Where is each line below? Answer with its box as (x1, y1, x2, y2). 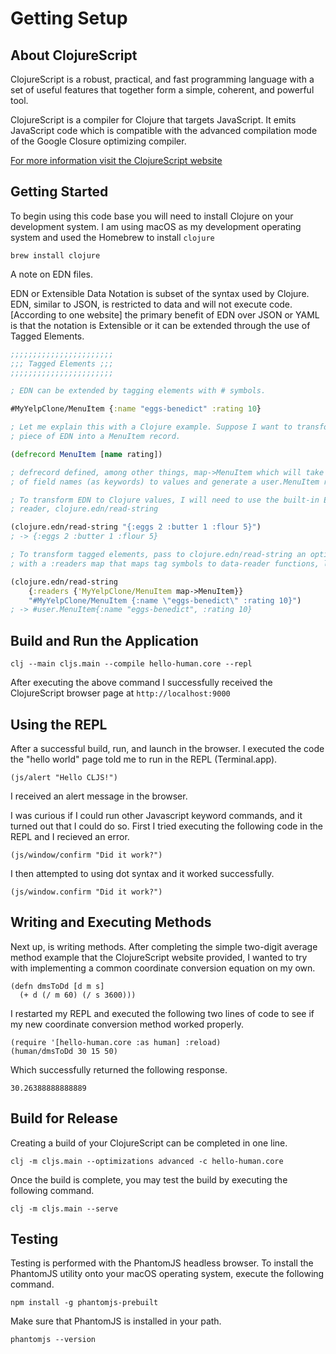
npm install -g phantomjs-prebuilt (10, 1298, 159, 1308)
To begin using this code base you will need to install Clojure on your (10, 210, 294, 222)
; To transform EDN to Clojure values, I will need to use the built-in (10, 495, 320, 505)
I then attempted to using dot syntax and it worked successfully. (10, 867, 275, 879)
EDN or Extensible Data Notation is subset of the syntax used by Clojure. (10, 287, 310, 299)
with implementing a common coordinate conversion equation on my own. (10, 962, 316, 974)
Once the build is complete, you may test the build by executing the (10, 1173, 288, 1186)
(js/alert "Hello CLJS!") (10, 772, 118, 782)
